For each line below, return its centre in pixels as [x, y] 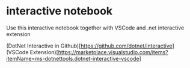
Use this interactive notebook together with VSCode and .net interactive [95, 28]
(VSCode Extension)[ [32, 52]
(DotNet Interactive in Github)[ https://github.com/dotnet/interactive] [90, 46]
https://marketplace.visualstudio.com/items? [113, 52]
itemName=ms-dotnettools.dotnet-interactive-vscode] [74, 58]
